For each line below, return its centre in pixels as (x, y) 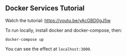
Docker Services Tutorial (45, 8)
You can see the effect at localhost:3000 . (48, 49)
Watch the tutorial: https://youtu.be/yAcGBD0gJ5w (58, 20)
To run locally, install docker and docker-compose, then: (64, 30)
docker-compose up (24, 39)
